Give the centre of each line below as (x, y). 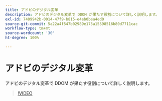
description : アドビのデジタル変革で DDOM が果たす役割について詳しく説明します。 (82, 14)
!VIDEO (25, 93)
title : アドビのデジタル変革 (32, 10)
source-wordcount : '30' (30, 33)
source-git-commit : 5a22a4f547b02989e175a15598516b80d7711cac (71, 24)
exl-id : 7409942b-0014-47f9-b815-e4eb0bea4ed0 (55, 19)
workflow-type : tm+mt (28, 28)
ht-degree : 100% (22, 38)
